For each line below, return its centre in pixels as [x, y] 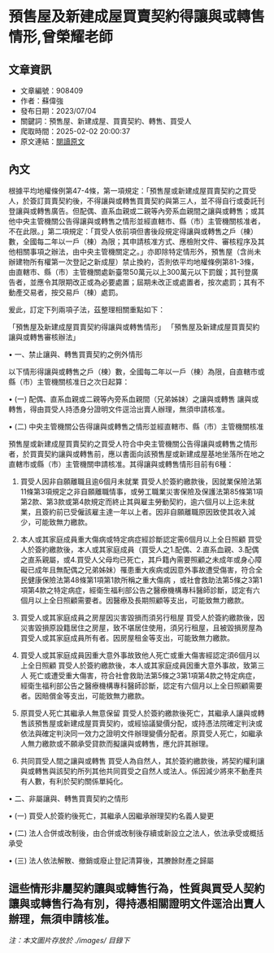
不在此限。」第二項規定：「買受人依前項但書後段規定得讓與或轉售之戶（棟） [133, 231]
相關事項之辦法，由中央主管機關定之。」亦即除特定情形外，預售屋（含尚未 [138, 251]
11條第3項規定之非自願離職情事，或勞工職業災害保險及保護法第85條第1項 [141, 491]
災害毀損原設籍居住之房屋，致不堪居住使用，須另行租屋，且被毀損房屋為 [141, 628]
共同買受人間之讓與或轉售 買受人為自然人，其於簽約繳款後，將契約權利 [139, 760]
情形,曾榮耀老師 [61, 37]
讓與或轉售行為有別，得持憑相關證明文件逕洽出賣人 [137, 904]
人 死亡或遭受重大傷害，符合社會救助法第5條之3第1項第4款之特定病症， [140, 675]
